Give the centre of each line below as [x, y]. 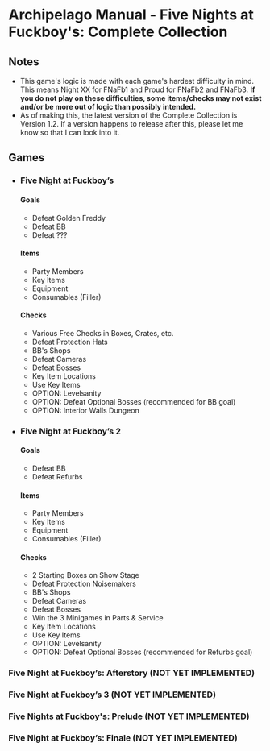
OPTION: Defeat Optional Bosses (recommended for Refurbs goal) [142, 652]
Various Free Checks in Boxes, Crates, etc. [103, 333]
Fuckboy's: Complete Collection [118, 32]
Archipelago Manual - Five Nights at [131, 15]
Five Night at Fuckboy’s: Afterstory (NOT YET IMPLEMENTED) [132, 673]
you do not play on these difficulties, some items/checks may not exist [141, 98]
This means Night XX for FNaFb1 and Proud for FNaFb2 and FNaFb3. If [137, 89]
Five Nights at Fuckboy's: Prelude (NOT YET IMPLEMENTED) [129, 716]
